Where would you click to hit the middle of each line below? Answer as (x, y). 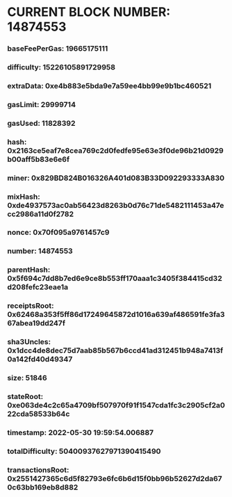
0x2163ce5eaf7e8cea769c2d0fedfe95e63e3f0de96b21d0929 (115, 150)
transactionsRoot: (38, 470)
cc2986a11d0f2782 (41, 214)
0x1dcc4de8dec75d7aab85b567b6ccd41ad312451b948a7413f (115, 350)
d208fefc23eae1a (38, 287)
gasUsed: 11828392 (41, 123)
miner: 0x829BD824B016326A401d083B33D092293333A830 (116, 178)
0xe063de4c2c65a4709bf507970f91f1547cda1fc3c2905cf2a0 (116, 405)
